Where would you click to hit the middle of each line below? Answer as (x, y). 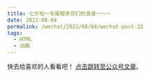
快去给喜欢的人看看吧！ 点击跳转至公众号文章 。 (75, 66)
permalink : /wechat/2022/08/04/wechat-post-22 (75, 26)
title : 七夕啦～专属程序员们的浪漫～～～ (59, 14)
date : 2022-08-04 (32, 20)
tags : (15, 33)
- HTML (23, 40)
